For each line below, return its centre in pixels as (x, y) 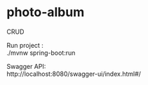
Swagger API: (26, 66)
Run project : (25, 45)
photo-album (46, 12)
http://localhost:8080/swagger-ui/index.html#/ (74, 74)
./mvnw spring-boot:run (41, 53)
